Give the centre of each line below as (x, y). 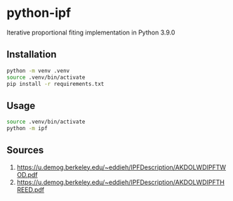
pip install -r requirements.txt (55, 84)
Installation (32, 54)
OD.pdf (27, 174)
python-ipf (39, 13)
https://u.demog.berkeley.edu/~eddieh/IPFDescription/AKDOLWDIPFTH (121, 182)
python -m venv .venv (38, 71)
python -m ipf (27, 129)
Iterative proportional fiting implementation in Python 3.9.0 (91, 32)
